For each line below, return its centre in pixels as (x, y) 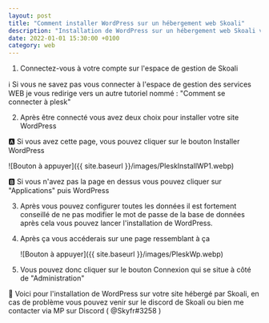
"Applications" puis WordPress (59, 191)
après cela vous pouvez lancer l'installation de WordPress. (116, 223)
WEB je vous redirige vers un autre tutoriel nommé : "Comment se (117, 94)
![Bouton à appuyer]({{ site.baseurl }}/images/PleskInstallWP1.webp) (121, 166)
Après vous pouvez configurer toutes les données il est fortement (128, 206)
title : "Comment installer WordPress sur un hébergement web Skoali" (127, 23)
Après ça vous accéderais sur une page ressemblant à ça (115, 239)
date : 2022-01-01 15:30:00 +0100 (64, 38)
